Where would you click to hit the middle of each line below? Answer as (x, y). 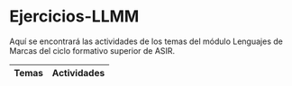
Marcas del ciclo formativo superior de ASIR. (92, 50)
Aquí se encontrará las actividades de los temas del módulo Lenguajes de (146, 41)
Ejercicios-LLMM (74, 17)
